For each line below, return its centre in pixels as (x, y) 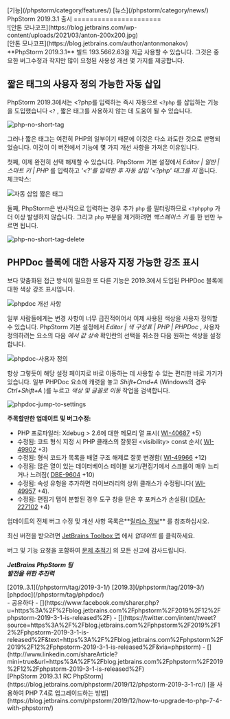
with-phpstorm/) (30, 708)
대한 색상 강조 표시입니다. (41, 289)
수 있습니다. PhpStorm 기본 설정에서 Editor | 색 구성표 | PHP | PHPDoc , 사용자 (114, 327)
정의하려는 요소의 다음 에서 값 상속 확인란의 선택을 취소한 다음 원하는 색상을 (108, 335)
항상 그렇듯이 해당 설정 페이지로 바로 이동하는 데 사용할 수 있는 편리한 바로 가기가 (115, 373)
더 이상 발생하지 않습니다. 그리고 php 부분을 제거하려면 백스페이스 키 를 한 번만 (111, 217)
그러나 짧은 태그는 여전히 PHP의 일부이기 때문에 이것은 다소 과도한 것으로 (105, 138)
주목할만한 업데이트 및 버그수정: (49, 418)
